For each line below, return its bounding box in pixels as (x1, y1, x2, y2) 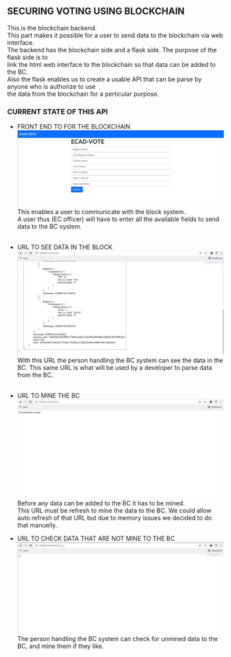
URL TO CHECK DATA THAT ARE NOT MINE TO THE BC (16, 534, 175, 543)
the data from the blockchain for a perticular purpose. (7, 90, 159, 98)
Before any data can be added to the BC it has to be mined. (16, 499, 186, 507)
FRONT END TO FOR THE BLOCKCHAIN (16, 123, 131, 131)
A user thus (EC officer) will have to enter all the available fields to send (16, 215, 220, 223)
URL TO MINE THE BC (16, 392, 80, 400)
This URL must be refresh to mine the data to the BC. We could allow (16, 506, 212, 514)
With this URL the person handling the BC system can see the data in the (16, 356, 223, 364)
